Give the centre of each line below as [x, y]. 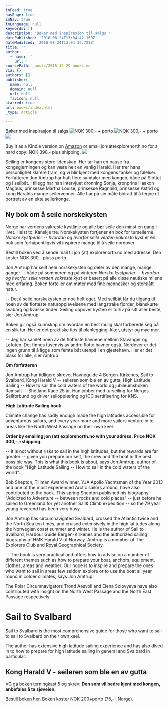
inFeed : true [19, 10]
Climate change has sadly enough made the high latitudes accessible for [80, 415]
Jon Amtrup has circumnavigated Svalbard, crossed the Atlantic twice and [82, 518]
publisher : [17, 80]
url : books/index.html [29, 108]
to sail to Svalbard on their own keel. [43, 636]
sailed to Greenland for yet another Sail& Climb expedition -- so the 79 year [83, 503]
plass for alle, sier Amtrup [32, 355]
